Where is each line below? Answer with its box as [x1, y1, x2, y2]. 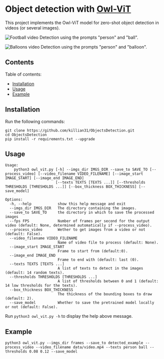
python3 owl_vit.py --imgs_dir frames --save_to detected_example [5, 340, 143, 346]
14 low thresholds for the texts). [5, 283, 78, 288]
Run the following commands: [5, 118, 65, 124]
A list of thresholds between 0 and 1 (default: [57, 279, 159, 284]
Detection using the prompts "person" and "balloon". [41, 44, 147, 50]
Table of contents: [5, 71, 42, 77]
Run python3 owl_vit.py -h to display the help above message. [5, 313, 133, 319]
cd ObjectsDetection [5, 132, 47, 137]
